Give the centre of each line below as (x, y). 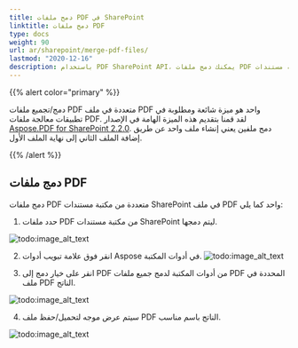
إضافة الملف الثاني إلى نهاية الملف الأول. (76, 138)
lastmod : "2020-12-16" (51, 59)
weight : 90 (29, 42)
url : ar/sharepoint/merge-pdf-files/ (79, 51)
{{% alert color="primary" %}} (65, 92)
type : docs (29, 34)
